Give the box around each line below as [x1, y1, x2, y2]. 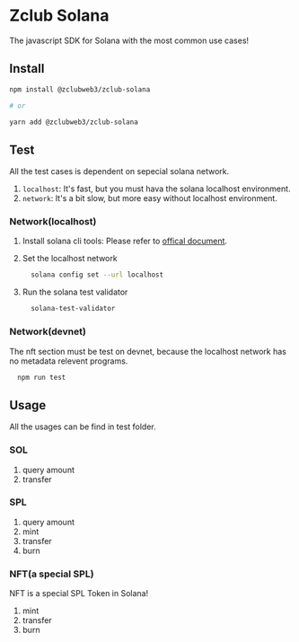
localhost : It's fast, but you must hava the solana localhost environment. [22, 183, 291, 194]
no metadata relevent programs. [9, 356, 128, 366]
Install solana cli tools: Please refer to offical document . [22, 235, 227, 247]
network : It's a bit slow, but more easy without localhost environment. [22, 193, 278, 204]
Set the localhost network [22, 253, 119, 264]
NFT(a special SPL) [9, 567, 94, 580]
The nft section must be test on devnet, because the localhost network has [9, 346, 287, 356]
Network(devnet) [9, 325, 87, 338]
